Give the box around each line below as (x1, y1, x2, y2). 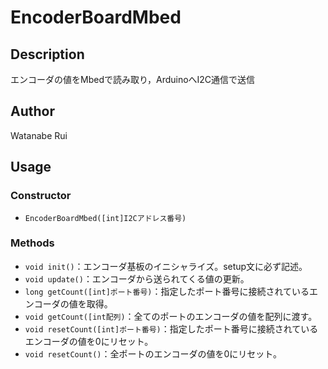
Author (10, 103, 55, 120)
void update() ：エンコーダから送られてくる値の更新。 (24, 272, 250, 285)
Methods (10, 236, 55, 250)
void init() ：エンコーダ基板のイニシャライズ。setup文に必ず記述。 (24, 260, 308, 272)
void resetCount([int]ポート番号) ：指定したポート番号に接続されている (24, 322, 319, 335)
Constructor (10, 189, 72, 203)
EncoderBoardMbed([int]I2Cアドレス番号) (24, 213, 187, 223)
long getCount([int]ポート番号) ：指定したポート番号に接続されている (24, 285, 310, 297)
